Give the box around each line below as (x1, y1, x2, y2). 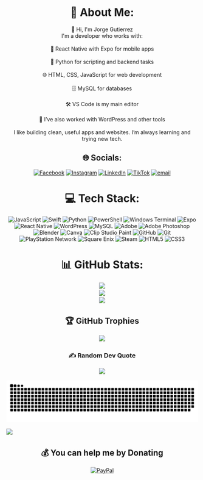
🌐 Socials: (82, 152, 122, 163)
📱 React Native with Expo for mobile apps (50, 45, 154, 52)
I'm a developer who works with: (61, 32, 143, 39)
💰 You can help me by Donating (41, 448, 163, 458)
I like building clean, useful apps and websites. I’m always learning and (13, 128, 191, 136)
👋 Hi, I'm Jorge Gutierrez (71, 26, 134, 33)
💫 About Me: (70, 5, 134, 20)
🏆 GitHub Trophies (64, 316, 140, 326)
